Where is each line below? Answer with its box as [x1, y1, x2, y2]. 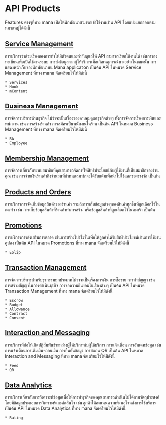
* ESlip [5, 250, 21, 255]
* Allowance [5, 307, 30, 312]
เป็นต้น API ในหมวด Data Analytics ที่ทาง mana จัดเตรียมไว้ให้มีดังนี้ [5, 405, 126, 411]
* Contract [5, 311, 28, 316]
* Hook [5, 84, 19, 89]
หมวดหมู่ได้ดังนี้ [5, 25, 31, 31]
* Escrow [5, 298, 23, 303]
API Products [5, 3, 61, 14]
